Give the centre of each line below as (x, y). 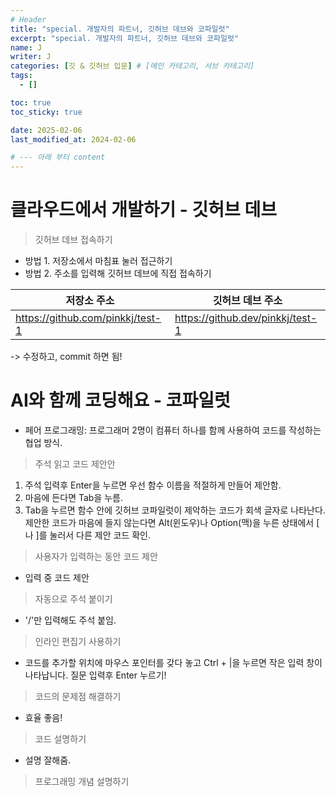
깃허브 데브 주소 (247, 301)
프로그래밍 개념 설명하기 (82, 781)
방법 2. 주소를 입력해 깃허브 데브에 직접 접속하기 (118, 273)
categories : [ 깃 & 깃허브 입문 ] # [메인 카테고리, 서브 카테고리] (132, 66)
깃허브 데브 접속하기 (73, 240)
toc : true (31, 102)
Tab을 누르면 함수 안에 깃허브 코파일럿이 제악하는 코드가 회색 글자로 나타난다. (175, 510)
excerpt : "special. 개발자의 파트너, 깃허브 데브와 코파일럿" (124, 38)
